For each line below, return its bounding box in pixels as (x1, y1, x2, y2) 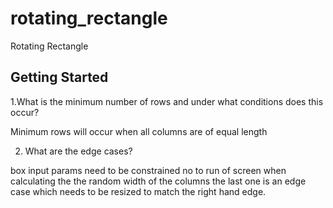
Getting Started (10, 69, 109, 86)
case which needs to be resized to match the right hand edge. (10, 185, 267, 197)
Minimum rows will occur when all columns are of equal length (10, 125, 268, 137)
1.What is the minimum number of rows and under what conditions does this (10, 95, 324, 107)
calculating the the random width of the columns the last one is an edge (10, 175, 307, 187)
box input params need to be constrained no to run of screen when (10, 164, 287, 176)
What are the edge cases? (24, 145, 133, 157)
